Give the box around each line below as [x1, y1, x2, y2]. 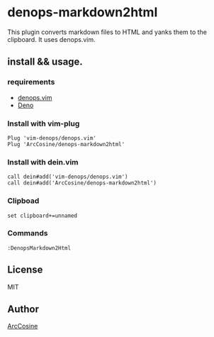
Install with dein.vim [7, 157, 79, 167]
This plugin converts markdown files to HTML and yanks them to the [7, 28, 208, 36]
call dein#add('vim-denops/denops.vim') [7, 173, 129, 181]
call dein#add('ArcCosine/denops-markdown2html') [7, 179, 157, 187]
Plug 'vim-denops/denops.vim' [7, 134, 97, 142]
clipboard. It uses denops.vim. [7, 35, 96, 43]
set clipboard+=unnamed [7, 212, 78, 219]
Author [7, 303, 39, 316]
